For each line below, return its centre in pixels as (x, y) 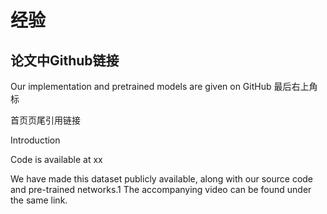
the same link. (39, 200)
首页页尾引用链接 (45, 120)
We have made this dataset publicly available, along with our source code (162, 179)
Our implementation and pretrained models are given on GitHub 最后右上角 (164, 86)
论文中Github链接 (65, 60)
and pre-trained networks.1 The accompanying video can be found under (161, 189)
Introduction (35, 140)
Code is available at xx (56, 159)
